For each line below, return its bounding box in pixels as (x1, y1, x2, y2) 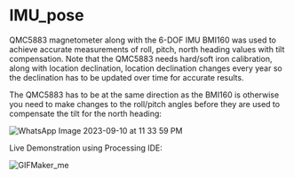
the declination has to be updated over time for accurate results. (9, 72, 244, 82)
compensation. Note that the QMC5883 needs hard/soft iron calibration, (9, 53, 273, 64)
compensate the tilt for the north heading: (9, 108, 163, 119)
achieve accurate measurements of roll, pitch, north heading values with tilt (9, 43, 285, 54)
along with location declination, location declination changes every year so (9, 63, 282, 74)
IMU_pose (9, 5, 84, 26)
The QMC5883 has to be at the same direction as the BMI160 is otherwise (9, 89, 280, 100)
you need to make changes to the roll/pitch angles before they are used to (9, 98, 281, 109)
